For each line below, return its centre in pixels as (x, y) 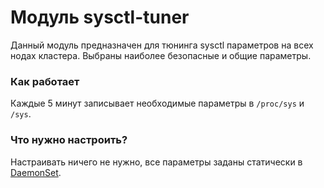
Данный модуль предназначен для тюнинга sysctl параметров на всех (162, 45)
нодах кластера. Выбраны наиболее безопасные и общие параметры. (161, 55)
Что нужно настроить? (69, 140)
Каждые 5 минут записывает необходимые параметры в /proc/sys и (157, 103)
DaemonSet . (36, 172)
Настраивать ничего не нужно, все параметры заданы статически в (156, 162)
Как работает (45, 81)
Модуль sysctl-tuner (100, 17)
